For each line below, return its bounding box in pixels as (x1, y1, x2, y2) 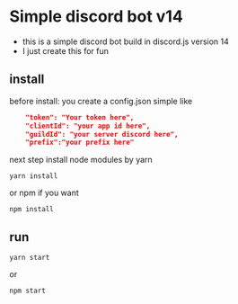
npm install (9, 205, 54, 214)
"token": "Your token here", (25, 112, 135, 122)
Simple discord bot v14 (9, 6, 184, 27)
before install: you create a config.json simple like (9, 95, 193, 106)
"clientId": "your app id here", (25, 121, 151, 130)
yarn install (9, 172, 58, 181)
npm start (9, 286, 47, 296)
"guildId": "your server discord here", (25, 130, 179, 139)
